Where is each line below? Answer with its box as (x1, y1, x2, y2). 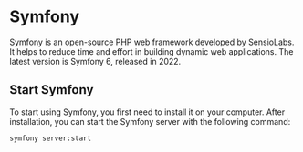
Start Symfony (9, 82, 94, 97)
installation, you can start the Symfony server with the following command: (9, 116, 291, 127)
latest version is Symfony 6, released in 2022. (9, 56, 182, 66)
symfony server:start (9, 134, 92, 143)
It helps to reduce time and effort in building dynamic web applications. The (9, 46, 294, 56)
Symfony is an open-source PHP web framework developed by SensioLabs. (9, 36, 295, 47)
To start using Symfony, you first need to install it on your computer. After (9, 106, 286, 117)
